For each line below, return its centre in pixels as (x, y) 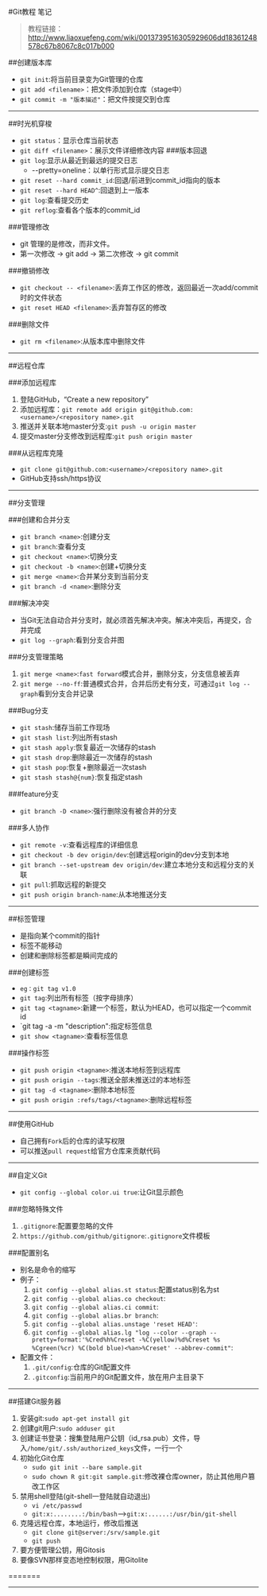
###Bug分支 (29, 711)
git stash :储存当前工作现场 (65, 727)
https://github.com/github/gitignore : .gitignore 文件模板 (115, 1236)
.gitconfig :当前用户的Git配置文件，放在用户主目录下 (118, 1377)
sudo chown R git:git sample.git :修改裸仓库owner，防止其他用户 (140, 1476)
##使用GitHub (31, 1124)
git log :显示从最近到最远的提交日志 (78, 160)
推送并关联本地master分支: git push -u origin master (108, 426)
